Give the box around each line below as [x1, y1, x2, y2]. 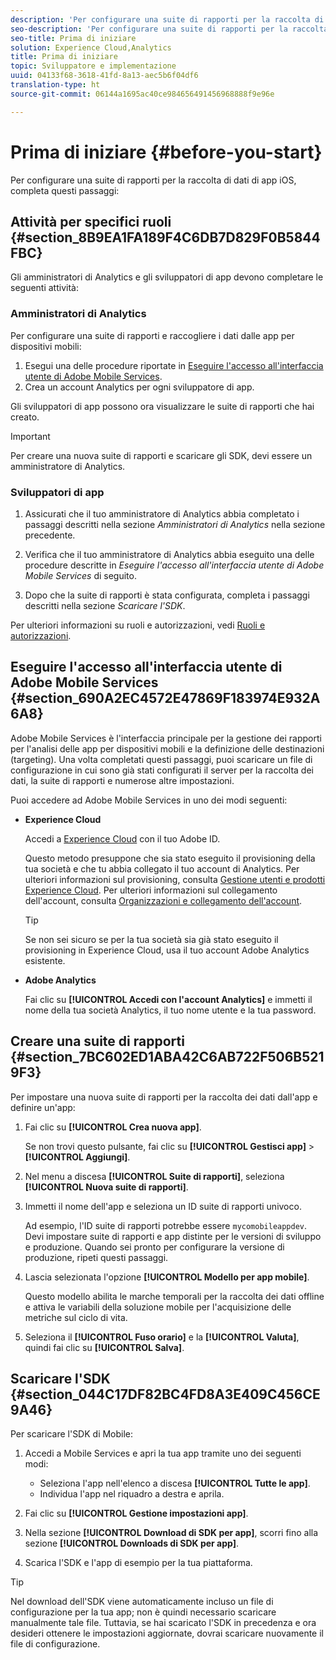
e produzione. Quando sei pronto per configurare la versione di [24, 1241, 285, 1253]
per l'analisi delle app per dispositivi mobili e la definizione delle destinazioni [10, 742, 325, 755]
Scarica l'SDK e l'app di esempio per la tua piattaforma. [24, 1557, 253, 1569]
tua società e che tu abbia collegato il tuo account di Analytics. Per [24, 862, 300, 875]
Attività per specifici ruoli [10, 213, 172, 230]
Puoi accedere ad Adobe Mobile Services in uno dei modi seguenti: [10, 794, 288, 806]
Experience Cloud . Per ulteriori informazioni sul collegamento [24, 884, 278, 896]
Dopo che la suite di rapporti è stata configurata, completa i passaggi [24, 589, 310, 601]
